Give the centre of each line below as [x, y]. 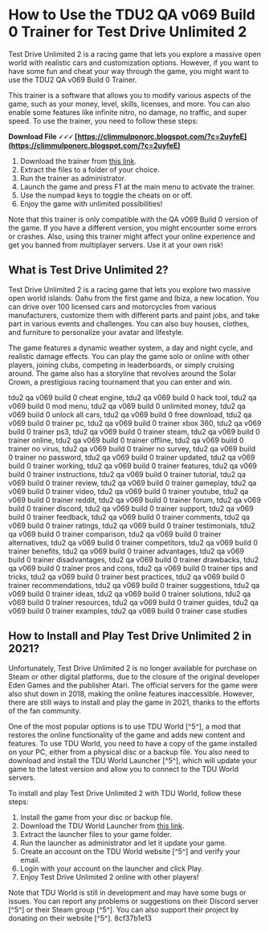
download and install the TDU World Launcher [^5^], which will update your [132, 760]
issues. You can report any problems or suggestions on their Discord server [133, 900]
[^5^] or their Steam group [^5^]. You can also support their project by [124, 909]
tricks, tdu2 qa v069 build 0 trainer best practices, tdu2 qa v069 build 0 [127, 577]
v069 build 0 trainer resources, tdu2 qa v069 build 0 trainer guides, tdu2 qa [133, 602]
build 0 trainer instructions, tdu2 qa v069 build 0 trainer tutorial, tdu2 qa [127, 474]
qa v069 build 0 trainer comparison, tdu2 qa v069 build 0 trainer [115, 534]
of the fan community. [45, 710]
